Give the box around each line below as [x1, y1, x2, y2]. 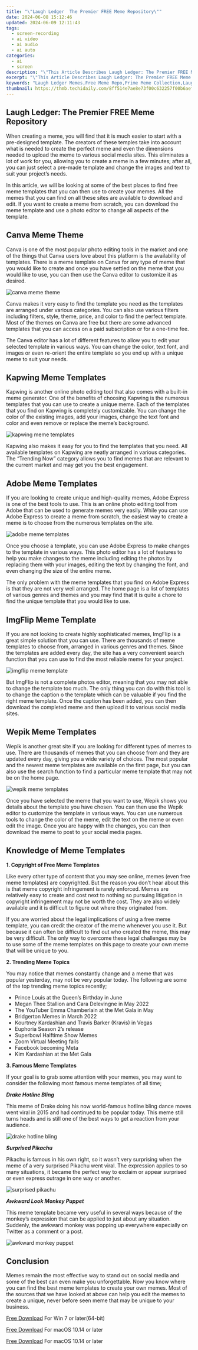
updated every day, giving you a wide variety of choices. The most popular [6, 755, 189, 762]
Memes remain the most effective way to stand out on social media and [6, 1272, 180, 1279]
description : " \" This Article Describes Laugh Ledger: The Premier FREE [6, 69, 189, 75]
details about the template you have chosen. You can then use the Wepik [6, 803, 183, 810]
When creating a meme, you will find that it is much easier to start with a [6, 132, 181, 139]
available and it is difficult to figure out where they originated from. [6, 904, 168, 911]
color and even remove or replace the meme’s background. [6, 420, 150, 427]
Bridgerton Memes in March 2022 [14, 1012, 97, 1020]
